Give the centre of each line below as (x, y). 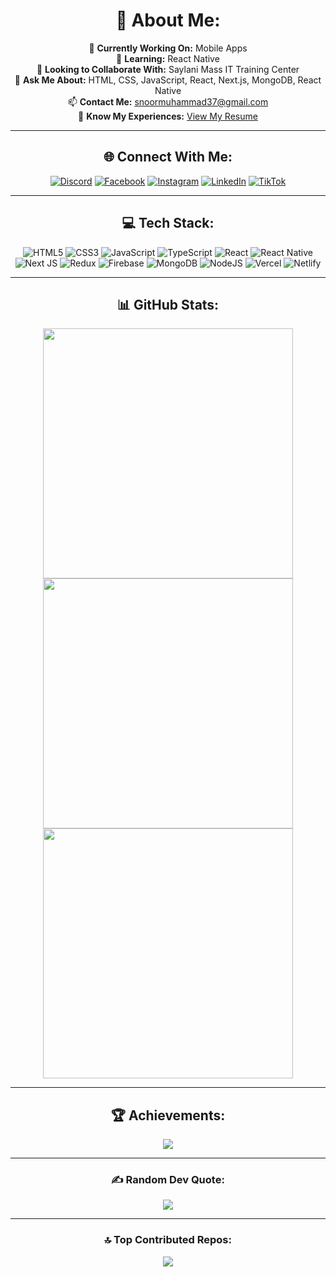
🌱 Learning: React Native (168, 58)
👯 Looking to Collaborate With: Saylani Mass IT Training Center (168, 69)
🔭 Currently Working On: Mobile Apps (168, 48)
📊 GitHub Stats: (168, 304)
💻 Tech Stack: (168, 223)
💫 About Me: (168, 20)
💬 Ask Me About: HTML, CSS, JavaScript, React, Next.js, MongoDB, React (168, 80)
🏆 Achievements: (168, 1115)
